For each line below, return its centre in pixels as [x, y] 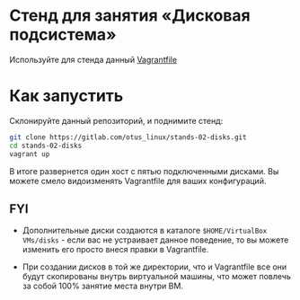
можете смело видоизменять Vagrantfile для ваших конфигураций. [138, 181]
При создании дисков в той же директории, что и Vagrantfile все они [154, 267]
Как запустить [66, 96]
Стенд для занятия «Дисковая [130, 16]
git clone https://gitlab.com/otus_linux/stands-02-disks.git [128, 137]
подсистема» [63, 35]
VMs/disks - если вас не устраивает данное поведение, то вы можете [155, 240]
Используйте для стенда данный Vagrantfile [93, 59]
